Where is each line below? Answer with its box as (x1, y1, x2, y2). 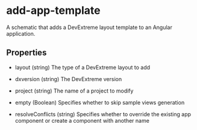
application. (6, 30, 36, 37)
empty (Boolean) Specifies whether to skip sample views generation (14, 99, 185, 106)
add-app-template (6, 4, 101, 18)
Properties (6, 48, 47, 58)
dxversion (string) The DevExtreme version (14, 75, 122, 82)
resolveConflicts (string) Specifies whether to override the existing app (14, 110, 192, 118)
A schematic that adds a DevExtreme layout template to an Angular (6, 24, 173, 31)
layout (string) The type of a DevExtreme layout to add (14, 63, 151, 71)
